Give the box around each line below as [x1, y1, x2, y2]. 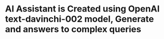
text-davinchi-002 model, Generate [5, 13, 154, 25]
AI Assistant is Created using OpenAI [5, 3, 160, 14]
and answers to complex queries [5, 24, 141, 35]
